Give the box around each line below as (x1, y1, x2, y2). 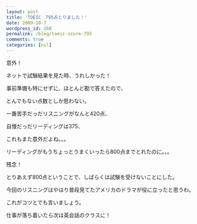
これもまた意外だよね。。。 (6, 135, 69, 142)
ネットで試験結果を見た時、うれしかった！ (6, 72, 111, 79)
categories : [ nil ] (6, 42, 52, 48)
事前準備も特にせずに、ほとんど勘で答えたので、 (6, 84, 127, 91)
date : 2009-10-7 (6, 20, 47, 26)
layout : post (6, 8, 39, 15)
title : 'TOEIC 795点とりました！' (6, 14, 88, 20)
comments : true (6, 36, 44, 42)
